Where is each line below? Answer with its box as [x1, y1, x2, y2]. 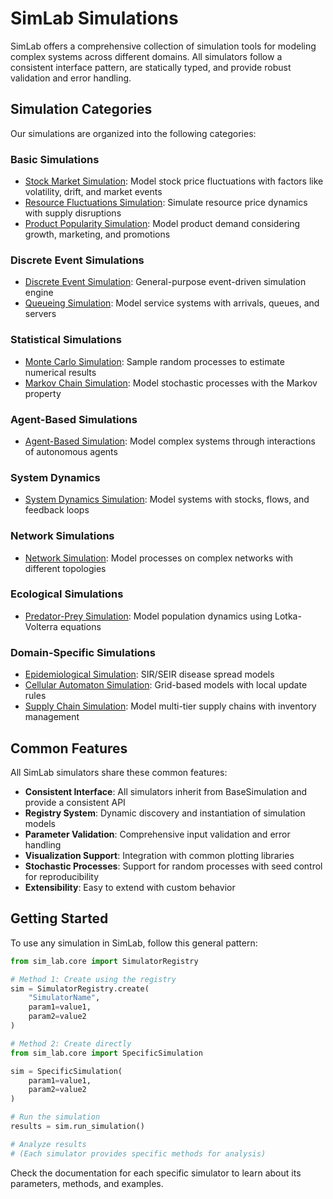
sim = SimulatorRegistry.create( [10, 983, 150, 994]
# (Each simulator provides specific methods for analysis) [10, 1148, 267, 1159]
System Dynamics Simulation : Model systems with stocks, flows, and [24, 493, 310, 506]
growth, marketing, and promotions [24, 228, 171, 241]
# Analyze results [10, 1139, 87, 1149]
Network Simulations [10, 529, 115, 543]
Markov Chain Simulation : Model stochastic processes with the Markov [24, 377, 318, 389]
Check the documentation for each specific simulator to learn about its [10, 1167, 302, 1179]
